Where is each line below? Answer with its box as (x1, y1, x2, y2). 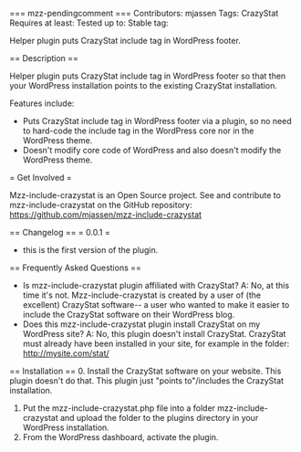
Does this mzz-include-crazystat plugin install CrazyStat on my (22, 319, 261, 330)
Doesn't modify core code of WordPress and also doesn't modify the (22, 145, 282, 155)
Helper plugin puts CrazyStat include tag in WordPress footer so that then (9, 70, 286, 81)
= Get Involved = (9, 173, 73, 183)
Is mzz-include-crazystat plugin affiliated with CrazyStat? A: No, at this (22, 280, 290, 290)
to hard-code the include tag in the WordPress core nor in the (22, 125, 254, 136)
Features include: (9, 98, 75, 109)
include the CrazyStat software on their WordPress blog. (22, 310, 235, 320)
